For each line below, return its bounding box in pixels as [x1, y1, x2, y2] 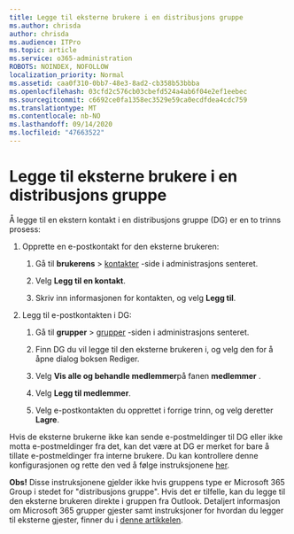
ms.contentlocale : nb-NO [9, 112, 101, 120]
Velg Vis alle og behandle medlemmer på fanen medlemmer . [35, 370, 261, 381]
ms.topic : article [9, 46, 77, 55]
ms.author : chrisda [9, 21, 81, 30]
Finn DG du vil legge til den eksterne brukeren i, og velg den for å [35, 344, 274, 354]
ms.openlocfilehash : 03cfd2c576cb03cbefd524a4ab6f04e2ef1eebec [9, 87, 248, 96]
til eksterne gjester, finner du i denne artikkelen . [9, 515, 183, 525]
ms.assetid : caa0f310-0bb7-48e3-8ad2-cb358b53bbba [9, 79, 200, 88]
